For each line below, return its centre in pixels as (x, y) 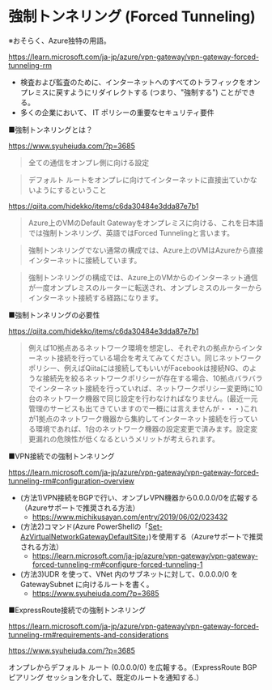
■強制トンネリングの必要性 (54, 315)
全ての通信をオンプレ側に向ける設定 (89, 162)
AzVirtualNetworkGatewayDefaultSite (83, 536)
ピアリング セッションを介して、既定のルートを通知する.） (106, 677)
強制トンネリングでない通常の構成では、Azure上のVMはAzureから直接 (146, 250)
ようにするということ (71, 190)
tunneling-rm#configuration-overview (72, 481)
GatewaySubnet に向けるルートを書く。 (87, 584)
